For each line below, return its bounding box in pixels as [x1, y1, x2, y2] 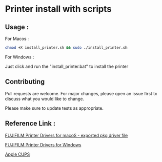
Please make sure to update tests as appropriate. [5, 105, 104, 111]
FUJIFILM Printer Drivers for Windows [5, 142, 81, 147]
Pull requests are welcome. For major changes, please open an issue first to [5, 90, 158, 96]
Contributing [5, 78, 45, 86]
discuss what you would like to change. [5, 96, 84, 101]
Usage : [5, 23, 29, 31]
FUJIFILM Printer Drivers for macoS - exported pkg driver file [5, 132, 128, 138]
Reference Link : [5, 120, 56, 128]
